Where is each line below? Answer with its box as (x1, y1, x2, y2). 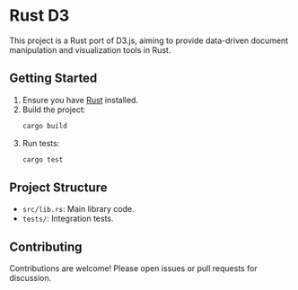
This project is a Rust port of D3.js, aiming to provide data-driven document (9, 35, 289, 46)
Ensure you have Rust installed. (22, 94, 139, 105)
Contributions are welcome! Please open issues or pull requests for (9, 263, 258, 274)
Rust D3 (9, 5, 70, 26)
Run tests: (22, 137, 60, 148)
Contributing (9, 239, 83, 254)
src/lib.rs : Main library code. (22, 204, 135, 215)
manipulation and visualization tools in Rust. (9, 44, 171, 55)
